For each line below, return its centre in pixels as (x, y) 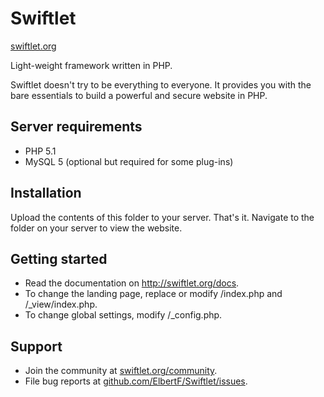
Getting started (59, 258)
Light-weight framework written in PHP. (91, 65)
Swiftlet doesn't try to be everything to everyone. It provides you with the (161, 84)
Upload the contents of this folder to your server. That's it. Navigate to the (162, 217)
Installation (46, 193)
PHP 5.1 (40, 151)
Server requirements (76, 127)
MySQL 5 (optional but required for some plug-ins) (129, 161)
